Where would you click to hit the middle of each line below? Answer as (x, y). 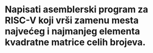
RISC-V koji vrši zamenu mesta (72, 20)
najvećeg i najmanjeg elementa (72, 31)
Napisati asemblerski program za (76, 10)
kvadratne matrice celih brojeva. (75, 42)
